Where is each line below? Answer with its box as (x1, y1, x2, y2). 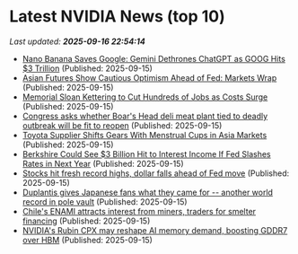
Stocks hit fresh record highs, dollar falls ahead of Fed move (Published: (22, 168, 290, 179)
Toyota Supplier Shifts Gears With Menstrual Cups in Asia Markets (22, 129, 267, 140)
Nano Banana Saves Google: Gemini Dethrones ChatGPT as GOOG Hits (22, 53, 285, 64)
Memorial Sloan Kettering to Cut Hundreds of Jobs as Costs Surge (22, 92, 268, 102)
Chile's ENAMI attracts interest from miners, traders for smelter (22, 206, 257, 216)
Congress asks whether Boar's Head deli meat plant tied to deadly (22, 110, 268, 121)
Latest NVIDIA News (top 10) (9, 6, 226, 27)
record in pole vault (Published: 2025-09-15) (22, 196, 188, 207)
